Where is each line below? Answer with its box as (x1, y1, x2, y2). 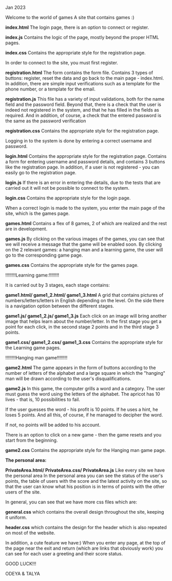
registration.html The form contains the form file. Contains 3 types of (5, 69, 153, 76)
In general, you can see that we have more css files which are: (5, 499, 138, 505)
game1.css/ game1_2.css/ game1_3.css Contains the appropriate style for (5, 339, 163, 345)
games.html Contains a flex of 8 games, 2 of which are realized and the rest (5, 221, 167, 226)
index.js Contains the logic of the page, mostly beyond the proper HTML (5, 34, 159, 40)
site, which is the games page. (5, 210, 70, 216)
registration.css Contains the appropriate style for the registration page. (5, 128, 159, 134)
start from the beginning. (5, 437, 58, 443)
